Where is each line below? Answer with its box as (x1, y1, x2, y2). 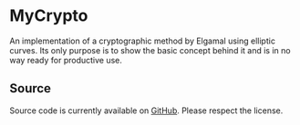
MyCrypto (9, 5, 88, 26)
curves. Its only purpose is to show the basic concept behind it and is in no (9, 44, 291, 55)
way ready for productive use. (9, 54, 123, 65)
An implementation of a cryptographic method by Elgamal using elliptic (9, 35, 276, 46)
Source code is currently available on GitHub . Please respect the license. (9, 105, 284, 116)
